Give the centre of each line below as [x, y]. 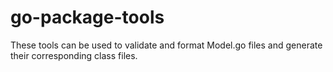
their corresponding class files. [74, 55]
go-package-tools [87, 17]
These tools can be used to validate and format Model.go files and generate [166, 45]
